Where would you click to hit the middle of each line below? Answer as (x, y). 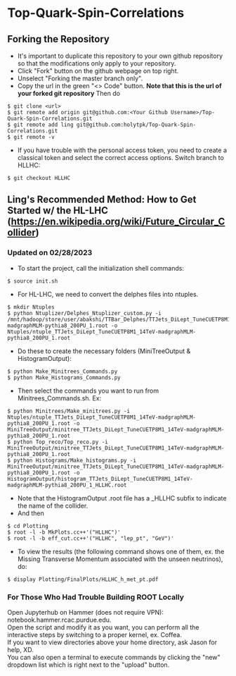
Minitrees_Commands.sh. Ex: (59, 398)
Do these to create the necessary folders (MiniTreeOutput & (104, 351)
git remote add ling (44, 125)
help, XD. (20, 649)
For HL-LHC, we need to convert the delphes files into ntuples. (108, 294)
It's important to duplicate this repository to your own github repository (120, 56)
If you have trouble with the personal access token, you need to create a (122, 150)
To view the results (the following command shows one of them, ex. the (121, 551)
